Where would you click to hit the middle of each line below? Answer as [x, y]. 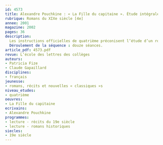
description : [18, 37]
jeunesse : [15, 81]
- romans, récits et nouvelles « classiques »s [54, 86]
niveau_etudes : [20, 90]
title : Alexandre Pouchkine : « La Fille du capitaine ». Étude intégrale [82, 14]
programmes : [17, 117]
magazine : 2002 [20, 28]
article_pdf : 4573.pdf [28, 50]
